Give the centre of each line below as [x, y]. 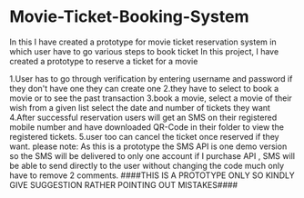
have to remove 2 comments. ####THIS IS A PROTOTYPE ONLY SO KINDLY [152, 175]
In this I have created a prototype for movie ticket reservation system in [143, 42]
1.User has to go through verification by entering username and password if [151, 78]
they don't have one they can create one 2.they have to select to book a [144, 88]
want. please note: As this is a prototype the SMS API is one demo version [148, 146]
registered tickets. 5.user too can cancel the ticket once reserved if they [144, 136]
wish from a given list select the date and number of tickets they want [140, 107]
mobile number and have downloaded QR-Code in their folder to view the [147, 127]
